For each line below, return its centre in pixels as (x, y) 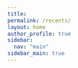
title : (17, 14)
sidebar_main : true (36, 54)
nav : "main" (32, 47)
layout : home (27, 27)
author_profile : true (39, 34)
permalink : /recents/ (39, 21)
